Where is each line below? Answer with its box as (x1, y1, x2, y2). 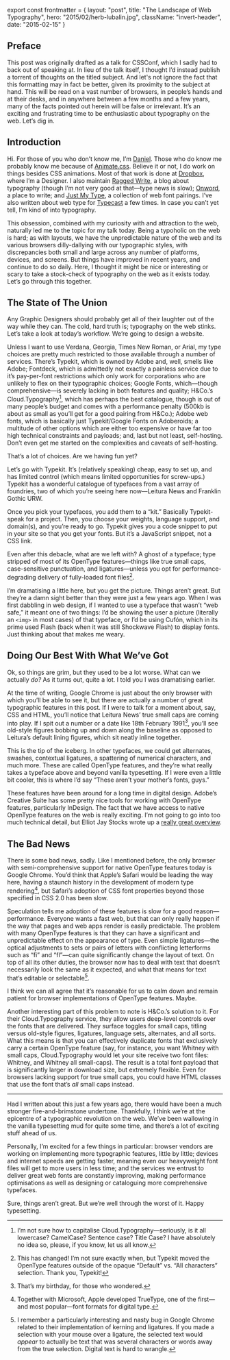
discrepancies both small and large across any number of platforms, (7, 248, 200, 256)
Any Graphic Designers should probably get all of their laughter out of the (7, 315, 214, 323)
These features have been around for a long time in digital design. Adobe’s (7, 789, 218, 798)
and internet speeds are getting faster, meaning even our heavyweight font (7, 1157, 218, 1165)
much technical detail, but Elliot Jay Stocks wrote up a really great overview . (7, 818, 222, 826)
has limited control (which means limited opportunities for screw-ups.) (7, 473, 205, 481)
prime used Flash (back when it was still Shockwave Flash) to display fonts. (7, 623, 220, 631)
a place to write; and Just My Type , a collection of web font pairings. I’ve (7, 191, 213, 199)
